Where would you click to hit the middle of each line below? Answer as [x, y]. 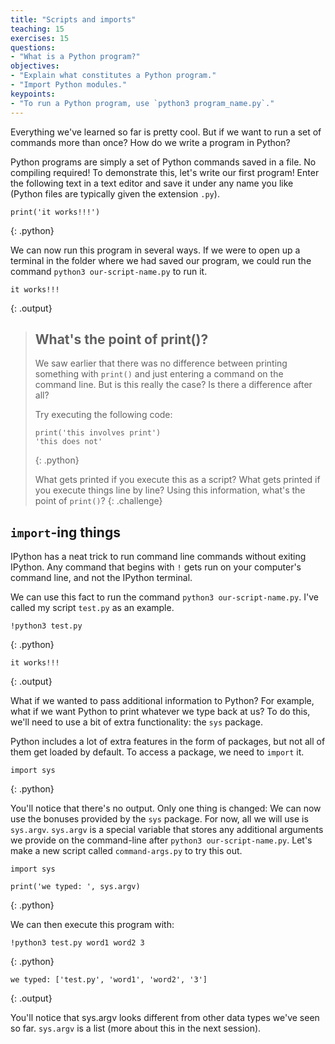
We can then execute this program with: [92, 925]
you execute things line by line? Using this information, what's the [170, 490]
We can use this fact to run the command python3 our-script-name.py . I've [164, 597]
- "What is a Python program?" [75, 57]
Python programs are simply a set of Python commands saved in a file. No [163, 162]
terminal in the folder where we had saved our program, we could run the [161, 260]
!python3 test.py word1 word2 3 [77, 943]
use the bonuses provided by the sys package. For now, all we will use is [159, 819]
